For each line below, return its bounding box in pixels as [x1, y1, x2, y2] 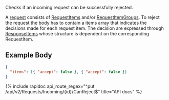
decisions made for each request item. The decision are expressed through [5, 25, 164, 31]
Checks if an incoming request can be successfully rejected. [5, 5, 133, 10]
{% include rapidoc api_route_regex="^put [5, 83, 95, 89]
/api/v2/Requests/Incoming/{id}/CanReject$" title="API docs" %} [5, 89, 142, 95]
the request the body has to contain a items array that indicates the [5, 20, 147, 26]
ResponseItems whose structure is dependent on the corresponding [5, 31, 150, 36]
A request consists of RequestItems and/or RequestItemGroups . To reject [5, 14, 160, 20]
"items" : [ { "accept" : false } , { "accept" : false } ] [10, 69, 127, 74]
